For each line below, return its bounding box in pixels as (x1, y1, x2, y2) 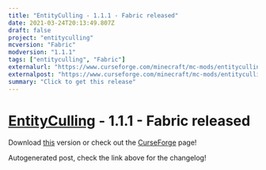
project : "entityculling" (8, 33, 93, 42)
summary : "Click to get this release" (8, 77, 136, 85)
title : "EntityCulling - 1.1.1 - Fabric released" (8, 11, 179, 20)
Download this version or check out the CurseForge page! (8, 138, 197, 147)
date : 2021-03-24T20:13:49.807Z (8, 19, 115, 27)
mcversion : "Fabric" (8, 41, 77, 49)
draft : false (8, 26, 51, 34)
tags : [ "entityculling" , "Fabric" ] (8, 56, 126, 64)
